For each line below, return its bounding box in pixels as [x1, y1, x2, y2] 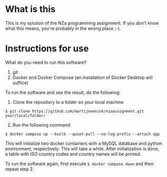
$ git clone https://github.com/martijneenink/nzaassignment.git [5, 108, 144, 113]
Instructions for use [5, 43, 89, 54]
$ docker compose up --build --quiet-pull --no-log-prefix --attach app [5, 131, 160, 136]
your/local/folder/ [5, 113, 46, 118]
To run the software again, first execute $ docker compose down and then [5, 160, 154, 166]
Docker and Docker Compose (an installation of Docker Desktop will [12, 74, 153, 80]
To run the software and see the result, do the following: [5, 89, 121, 95]
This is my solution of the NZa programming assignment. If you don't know [5, 20, 159, 26]
